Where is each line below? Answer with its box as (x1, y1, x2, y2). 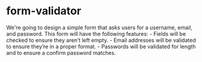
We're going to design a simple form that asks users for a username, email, (6, 24, 193, 31)
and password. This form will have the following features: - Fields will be (6, 30, 186, 37)
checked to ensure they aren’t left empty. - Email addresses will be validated (6, 36, 196, 44)
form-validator (6, 4, 81, 18)
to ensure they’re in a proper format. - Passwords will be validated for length (6, 43, 196, 50)
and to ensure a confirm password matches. (6, 49, 116, 56)
